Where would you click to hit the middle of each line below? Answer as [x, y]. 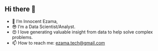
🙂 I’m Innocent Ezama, [35, 21]
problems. [22, 37]
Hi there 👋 [20, 9]
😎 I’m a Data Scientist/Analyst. [44, 26]
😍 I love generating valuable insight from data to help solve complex [82, 32]
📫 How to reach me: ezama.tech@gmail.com [58, 42]
